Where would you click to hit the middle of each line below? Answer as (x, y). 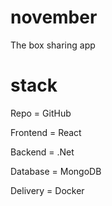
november (54, 17)
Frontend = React (46, 132)
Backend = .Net (42, 152)
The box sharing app (53, 45)
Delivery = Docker (47, 190)
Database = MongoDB (56, 171)
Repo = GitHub (41, 113)
